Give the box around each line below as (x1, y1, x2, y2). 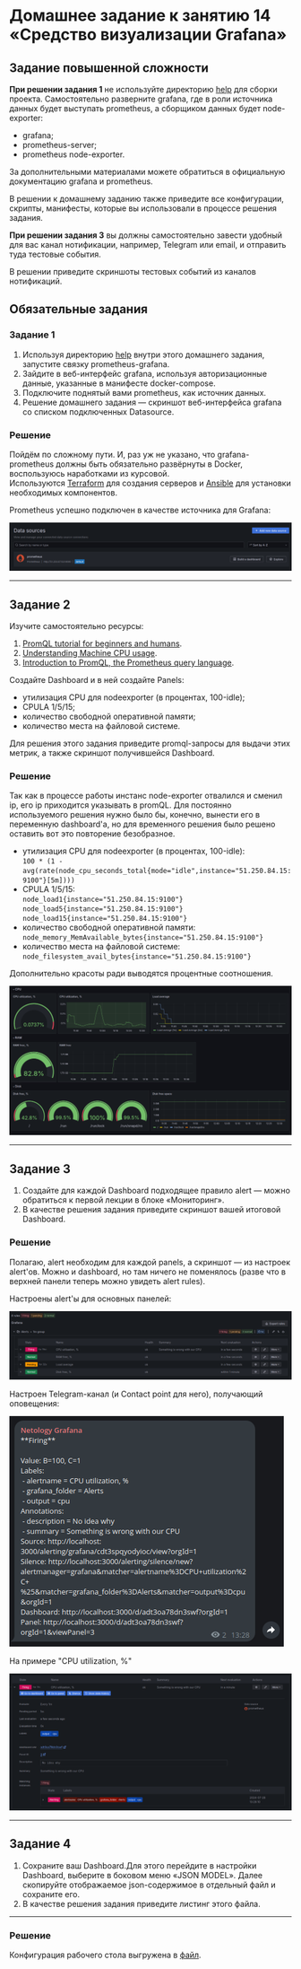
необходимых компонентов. (9, 486, 118, 498)
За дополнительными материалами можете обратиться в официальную (9, 167, 286, 177)
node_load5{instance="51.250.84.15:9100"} (21, 905, 184, 914)
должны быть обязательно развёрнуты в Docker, (56, 459, 244, 469)
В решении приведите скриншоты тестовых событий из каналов (9, 267, 257, 276)
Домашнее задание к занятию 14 (9, 5, 271, 26)
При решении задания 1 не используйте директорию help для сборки (9, 84, 278, 94)
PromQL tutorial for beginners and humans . (21, 638, 183, 649)
